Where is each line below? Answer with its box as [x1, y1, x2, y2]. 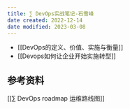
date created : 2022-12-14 [7, 17, 82, 24]
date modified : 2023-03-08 [7, 23, 86, 30]
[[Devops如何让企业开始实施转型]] [17, 52, 117, 60]
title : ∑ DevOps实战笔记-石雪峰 [7, 10, 94, 17]
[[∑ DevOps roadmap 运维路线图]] [7, 94, 105, 103]
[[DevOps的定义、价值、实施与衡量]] [17, 43, 124, 52]
